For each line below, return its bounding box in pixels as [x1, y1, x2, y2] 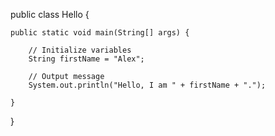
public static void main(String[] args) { [10, 28, 190, 38]
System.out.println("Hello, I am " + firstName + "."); [28, 80, 267, 90]
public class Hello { [10, 9, 90, 20]
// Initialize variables [28, 45, 132, 55]
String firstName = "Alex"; [28, 54, 145, 64]
